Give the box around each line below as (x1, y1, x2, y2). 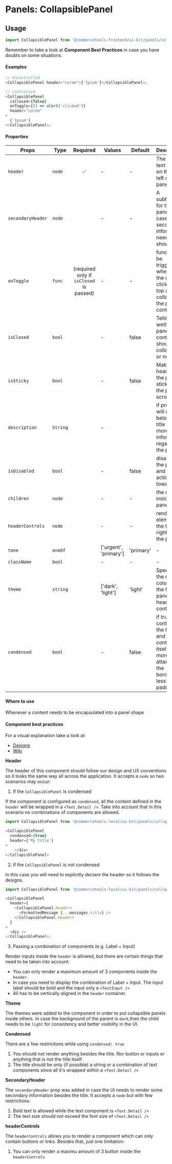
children (8, 495, 29, 502)
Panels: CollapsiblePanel (5, 4, 113, 15)
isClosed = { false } (10, 99, 47, 104)
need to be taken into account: (5, 959, 70, 965)
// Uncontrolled (5, 75, 40, 80)
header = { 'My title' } (10, 838, 54, 843)
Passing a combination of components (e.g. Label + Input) (12, 943, 136, 950)
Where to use (5, 698, 35, 704)
